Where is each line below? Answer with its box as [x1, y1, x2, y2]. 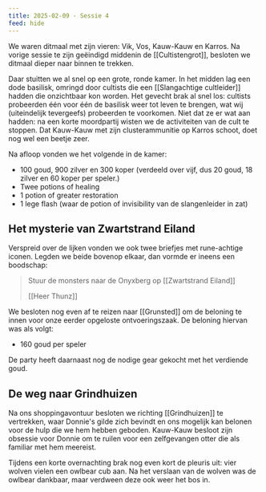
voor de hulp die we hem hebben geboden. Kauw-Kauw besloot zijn [8, 425, 233, 435]
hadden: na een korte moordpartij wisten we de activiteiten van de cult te [8, 116, 250, 126]
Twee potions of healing [19, 181, 100, 191]
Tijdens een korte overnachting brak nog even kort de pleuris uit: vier [8, 458, 237, 468]
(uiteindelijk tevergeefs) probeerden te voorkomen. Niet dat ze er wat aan [8, 108, 251, 117]
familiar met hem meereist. [8, 442, 97, 452]
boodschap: [8, 260, 48, 270]
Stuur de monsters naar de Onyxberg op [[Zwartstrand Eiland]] [27, 276, 236, 286]
